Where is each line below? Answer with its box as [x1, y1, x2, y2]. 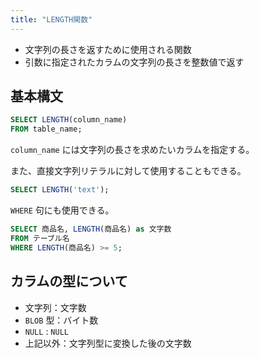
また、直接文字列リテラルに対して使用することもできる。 [10, 165, 247, 177]
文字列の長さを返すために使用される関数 [24, 43, 192, 55]
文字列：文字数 [24, 301, 87, 313]
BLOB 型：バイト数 [24, 314, 99, 326]
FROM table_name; [10, 124, 83, 135]
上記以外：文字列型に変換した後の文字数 [24, 337, 192, 349]
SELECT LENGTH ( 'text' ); [10, 185, 110, 195]
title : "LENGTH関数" [10, 14, 93, 25]
